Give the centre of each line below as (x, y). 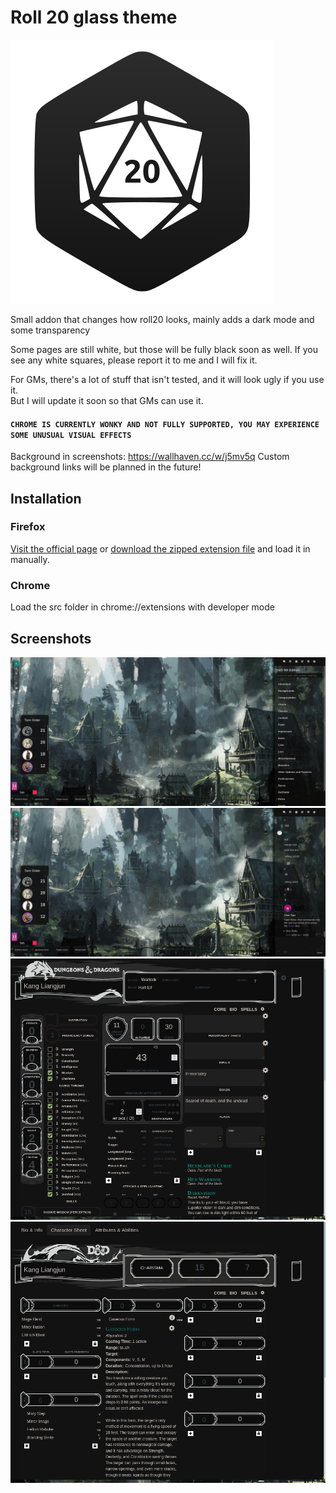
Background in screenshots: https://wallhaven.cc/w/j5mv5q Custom (150, 457)
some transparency (50, 330)
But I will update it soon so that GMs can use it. (107, 400)
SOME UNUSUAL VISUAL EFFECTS (71, 435)
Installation (46, 498)
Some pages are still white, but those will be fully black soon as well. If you (164, 349)
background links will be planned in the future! (106, 467)
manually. (30, 559)
